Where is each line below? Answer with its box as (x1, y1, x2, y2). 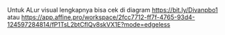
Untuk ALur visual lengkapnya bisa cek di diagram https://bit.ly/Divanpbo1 (7, 6, 218, 14)
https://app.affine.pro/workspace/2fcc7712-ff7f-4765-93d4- (21, 13, 196, 21)
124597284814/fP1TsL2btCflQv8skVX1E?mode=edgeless (7, 21, 171, 28)
